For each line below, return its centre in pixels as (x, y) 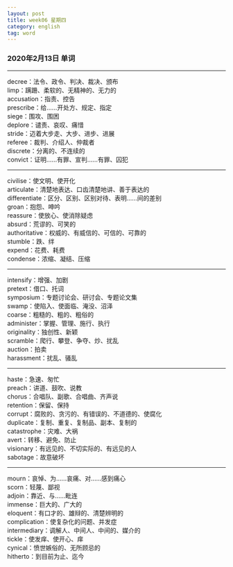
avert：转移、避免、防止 (42, 439)
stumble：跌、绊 (31, 241)
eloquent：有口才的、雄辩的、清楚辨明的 (65, 513)
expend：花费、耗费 (36, 250)
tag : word (21, 33)
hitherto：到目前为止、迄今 (46, 556)
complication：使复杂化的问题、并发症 (62, 521)
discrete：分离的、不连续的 (46, 150)
